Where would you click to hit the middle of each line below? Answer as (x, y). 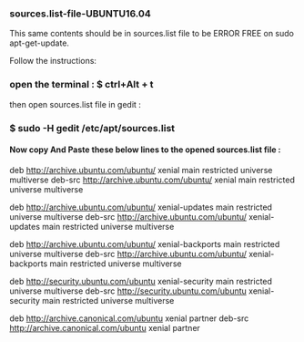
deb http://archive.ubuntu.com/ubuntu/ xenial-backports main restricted (145, 244)
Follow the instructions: (53, 61)
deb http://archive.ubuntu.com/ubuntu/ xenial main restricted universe (141, 170)
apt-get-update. (40, 43)
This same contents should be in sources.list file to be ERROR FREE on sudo (152, 34)
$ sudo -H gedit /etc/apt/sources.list (92, 128)
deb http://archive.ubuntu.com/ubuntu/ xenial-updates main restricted (141, 207)
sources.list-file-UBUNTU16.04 (81, 14)
